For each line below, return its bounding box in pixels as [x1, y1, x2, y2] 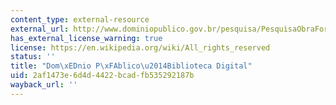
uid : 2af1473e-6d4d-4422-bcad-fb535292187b [10, 71, 195, 81]
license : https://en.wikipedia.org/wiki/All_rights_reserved [10, 42, 271, 53]
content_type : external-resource [10, 14, 150, 25]
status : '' [10, 52, 56, 62]
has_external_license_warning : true [10, 33, 163, 43]
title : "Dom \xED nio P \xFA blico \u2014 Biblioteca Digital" [10, 61, 253, 71]
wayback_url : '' [10, 80, 78, 90]
